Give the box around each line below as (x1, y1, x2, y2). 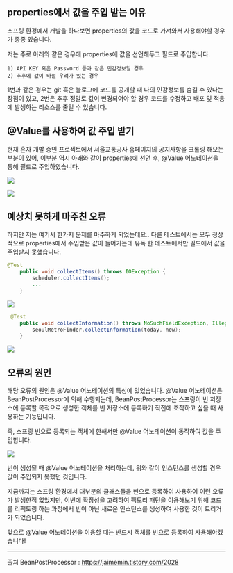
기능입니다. (25, 412, 56, 421)
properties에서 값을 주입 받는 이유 (7, 6, 146, 19)
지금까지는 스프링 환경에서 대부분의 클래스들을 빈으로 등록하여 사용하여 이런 (7, 487, 212, 496)
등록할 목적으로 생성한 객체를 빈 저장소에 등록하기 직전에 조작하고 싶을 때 (19, 404, 216, 412)
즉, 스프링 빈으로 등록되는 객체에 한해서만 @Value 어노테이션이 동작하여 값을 (7, 427, 214, 436)
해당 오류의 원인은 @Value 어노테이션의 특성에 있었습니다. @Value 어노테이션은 (7, 387, 223, 395)
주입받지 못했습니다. (7, 248, 61, 256)
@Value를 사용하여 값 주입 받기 (7, 125, 135, 137)
